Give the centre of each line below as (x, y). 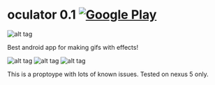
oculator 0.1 (42, 15)
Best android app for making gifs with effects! (73, 47)
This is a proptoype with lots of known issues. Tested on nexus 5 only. (108, 74)
